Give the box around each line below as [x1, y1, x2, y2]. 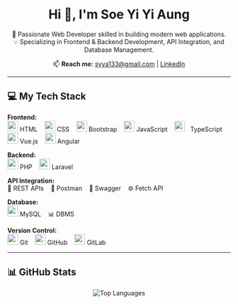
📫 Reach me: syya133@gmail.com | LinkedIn [52, 60, 186, 68]
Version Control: [7, 226, 57, 234]
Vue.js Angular [19, 136, 80, 145]
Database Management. [84, 45, 154, 54]
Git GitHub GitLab [19, 238, 106, 246]
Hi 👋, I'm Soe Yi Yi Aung [48, 6, 190, 23]
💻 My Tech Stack [7, 90, 86, 102]
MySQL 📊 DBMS [19, 210, 74, 218]
